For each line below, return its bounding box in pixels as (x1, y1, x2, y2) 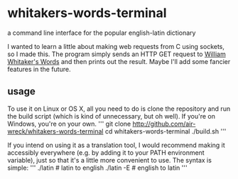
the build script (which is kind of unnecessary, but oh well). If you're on (7, 112, 215, 120)
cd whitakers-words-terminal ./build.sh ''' (104, 126, 227, 136)
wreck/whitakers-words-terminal (7, 126, 104, 136)
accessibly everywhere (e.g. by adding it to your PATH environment (7, 148, 205, 157)
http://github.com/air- (132, 119, 196, 128)
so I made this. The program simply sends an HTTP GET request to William (7, 50, 226, 58)
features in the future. (7, 65, 71, 73)
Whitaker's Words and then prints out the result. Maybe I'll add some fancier (7, 57, 231, 65)
